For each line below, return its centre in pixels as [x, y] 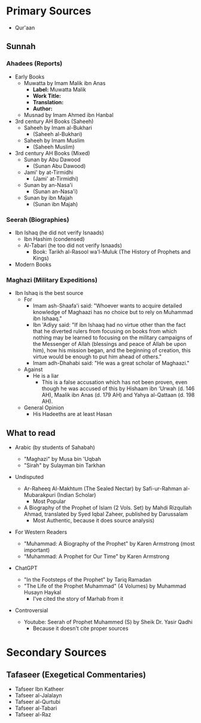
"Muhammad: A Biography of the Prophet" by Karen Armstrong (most [109, 544]
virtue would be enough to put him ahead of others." [97, 357]
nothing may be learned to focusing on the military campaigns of [112, 338]
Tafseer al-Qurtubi [38, 702]
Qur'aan [25, 28]
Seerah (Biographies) [38, 219]
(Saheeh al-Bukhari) [57, 134]
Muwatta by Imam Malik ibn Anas [65, 83]
